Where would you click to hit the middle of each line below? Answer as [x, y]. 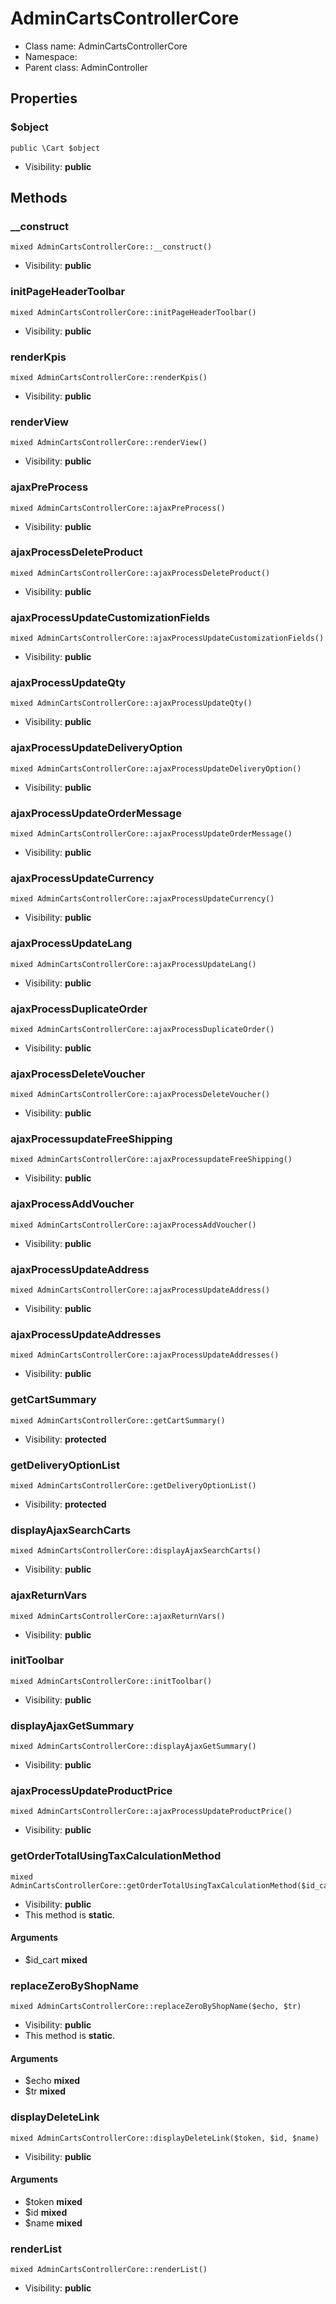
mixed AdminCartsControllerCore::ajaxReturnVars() [118, 1616]
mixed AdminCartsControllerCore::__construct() [111, 247]
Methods [39, 198]
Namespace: [51, 56]
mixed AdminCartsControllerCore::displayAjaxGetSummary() [133, 1747]
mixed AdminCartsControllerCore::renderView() [109, 443]
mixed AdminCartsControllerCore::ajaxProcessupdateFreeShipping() [151, 1160]
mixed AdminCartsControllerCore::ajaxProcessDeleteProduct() [140, 573]
